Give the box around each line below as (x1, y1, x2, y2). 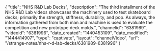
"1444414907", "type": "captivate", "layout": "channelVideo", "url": (5, 35, 139, 41)
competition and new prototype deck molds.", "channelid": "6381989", (5, 25, 147, 31)
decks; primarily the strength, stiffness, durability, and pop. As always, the (5, 15, 156, 20)
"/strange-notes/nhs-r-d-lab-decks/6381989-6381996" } (5, 40, 121, 46)
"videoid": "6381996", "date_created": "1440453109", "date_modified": (5, 30, 148, 35)
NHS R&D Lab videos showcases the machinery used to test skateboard (5, 9, 151, 15)
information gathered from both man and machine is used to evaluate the (5, 19, 153, 25)
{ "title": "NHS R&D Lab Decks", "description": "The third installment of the (5, 4, 156, 10)
